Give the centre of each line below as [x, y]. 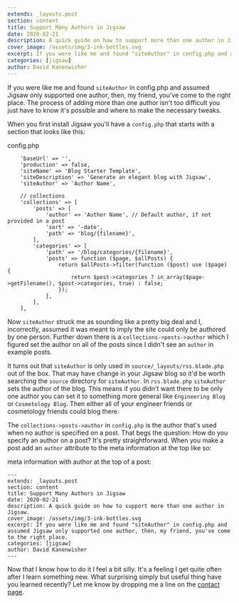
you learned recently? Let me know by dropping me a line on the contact [114, 584]
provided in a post [36, 221]
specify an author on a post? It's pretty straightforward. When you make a [116, 440]
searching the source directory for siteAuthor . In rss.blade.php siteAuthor [117, 381]
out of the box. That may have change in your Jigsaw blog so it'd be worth [116, 373]
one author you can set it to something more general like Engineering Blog [117, 396]
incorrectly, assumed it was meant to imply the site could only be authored [117, 329]
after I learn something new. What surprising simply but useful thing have [115, 577]
